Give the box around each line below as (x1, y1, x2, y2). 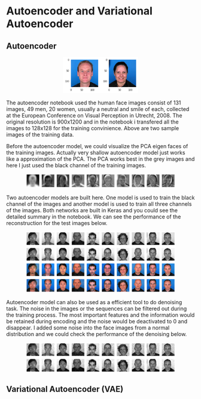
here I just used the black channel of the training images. (6, 161, 147, 169)
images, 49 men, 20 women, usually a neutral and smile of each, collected (6, 105, 190, 112)
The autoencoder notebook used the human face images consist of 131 (6, 99, 181, 106)
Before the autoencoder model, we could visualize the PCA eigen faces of (6, 142, 188, 149)
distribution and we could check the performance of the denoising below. (6, 330, 187, 337)
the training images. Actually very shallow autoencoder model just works (6, 149, 185, 156)
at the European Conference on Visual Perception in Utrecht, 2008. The (6, 112, 182, 119)
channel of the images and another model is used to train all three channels (6, 200, 192, 208)
